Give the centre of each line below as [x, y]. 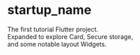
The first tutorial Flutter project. [53, 29]
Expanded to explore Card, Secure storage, [70, 36]
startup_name [49, 10]
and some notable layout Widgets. [57, 44]
